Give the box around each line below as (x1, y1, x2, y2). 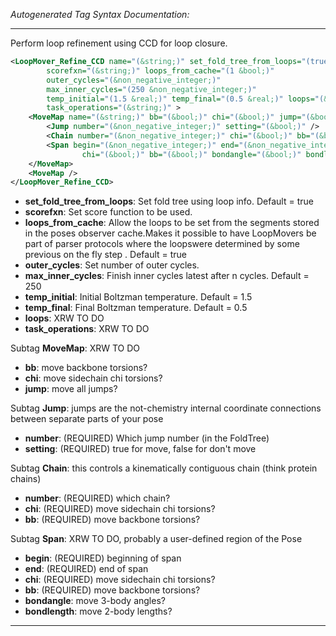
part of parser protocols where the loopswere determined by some (24, 238, 300, 250)
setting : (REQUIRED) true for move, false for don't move (24, 443, 257, 455)
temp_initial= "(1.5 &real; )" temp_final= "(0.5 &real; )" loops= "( (46, 94, 325, 104)
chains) (10, 473, 42, 485)
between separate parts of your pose (10, 413, 164, 425)
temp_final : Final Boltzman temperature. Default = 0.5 (24, 302, 248, 314)
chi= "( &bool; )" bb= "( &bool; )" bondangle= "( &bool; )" (81, 149, 302, 159)
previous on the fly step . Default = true (24, 249, 188, 261)
